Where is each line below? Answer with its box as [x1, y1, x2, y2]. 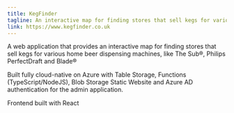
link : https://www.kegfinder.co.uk [7, 23, 111, 30]
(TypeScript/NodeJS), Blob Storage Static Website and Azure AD [7, 78, 194, 86]
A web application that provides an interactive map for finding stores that [7, 43, 217, 51]
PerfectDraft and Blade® [7, 57, 77, 66]
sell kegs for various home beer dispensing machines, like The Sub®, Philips [7, 50, 226, 58]
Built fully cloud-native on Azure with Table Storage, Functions [7, 70, 187, 79]
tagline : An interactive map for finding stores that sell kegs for [7, 17, 210, 24]
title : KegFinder [7, 10, 58, 17]
